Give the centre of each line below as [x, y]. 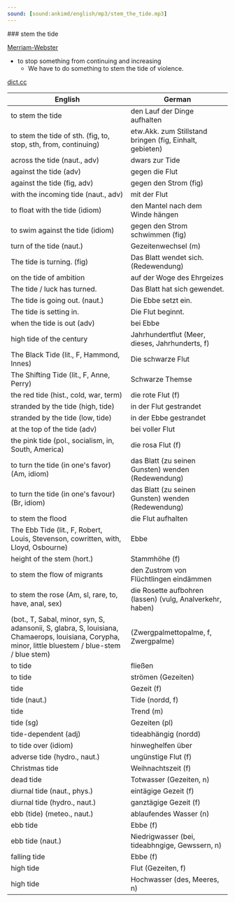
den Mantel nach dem [166, 205]
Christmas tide [35, 768]
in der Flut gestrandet [166, 406]
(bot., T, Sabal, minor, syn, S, [58, 619]
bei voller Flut [153, 429]
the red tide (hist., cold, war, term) [66, 395]
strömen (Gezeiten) [162, 677]
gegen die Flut [154, 171]
